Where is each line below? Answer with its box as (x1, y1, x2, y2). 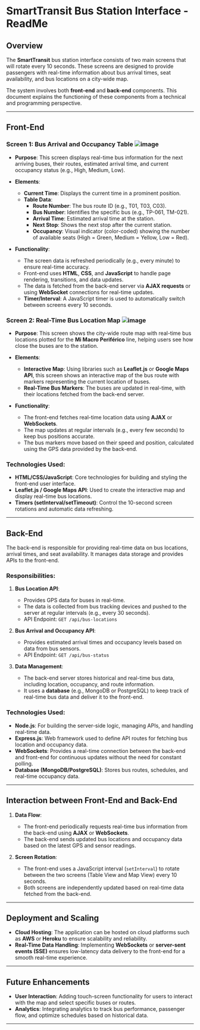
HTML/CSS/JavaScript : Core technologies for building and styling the (14, 474, 187, 481)
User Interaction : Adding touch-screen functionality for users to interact (14, 993, 193, 1000)
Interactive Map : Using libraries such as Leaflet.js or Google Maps (23, 365, 189, 372)
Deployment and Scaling (6, 913, 99, 923)
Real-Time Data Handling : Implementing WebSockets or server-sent (14, 941, 186, 948)
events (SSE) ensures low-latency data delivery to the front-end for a (14, 948, 186, 955)
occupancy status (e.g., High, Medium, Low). (14, 166, 126, 173)
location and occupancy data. (14, 740, 88, 748)
